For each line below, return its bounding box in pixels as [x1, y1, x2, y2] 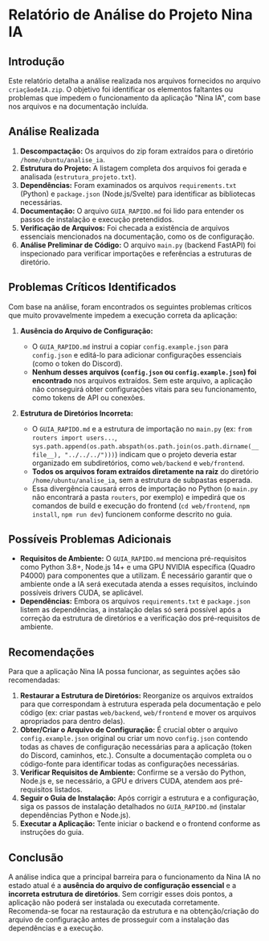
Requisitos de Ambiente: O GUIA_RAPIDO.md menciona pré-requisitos [19, 554, 247, 563]
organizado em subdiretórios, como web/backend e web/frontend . [31, 458, 245, 468]
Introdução [8, 55, 65, 68]
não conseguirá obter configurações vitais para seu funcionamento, [31, 384, 257, 394]
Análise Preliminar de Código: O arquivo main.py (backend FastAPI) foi [19, 239, 256, 250]
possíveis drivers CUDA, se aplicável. [19, 588, 144, 598]
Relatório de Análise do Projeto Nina [8, 6, 253, 24]
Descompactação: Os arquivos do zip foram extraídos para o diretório [19, 146, 254, 156]
